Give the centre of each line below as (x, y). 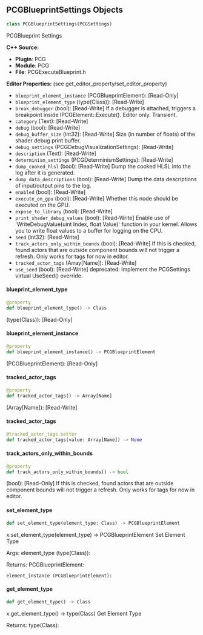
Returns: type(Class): (33, 625)
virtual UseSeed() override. (49, 276)
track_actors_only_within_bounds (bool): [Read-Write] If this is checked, (105, 243)
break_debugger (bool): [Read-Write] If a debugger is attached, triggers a (105, 108)
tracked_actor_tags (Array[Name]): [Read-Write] (76, 262)
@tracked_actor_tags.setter (42, 434)
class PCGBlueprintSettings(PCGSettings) (59, 24)
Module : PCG (32, 65)
